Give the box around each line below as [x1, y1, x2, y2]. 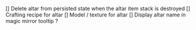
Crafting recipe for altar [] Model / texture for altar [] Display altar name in [5, 11, 186, 18]
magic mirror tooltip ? [5, 18, 58, 24]
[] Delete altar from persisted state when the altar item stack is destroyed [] [5, 5, 191, 12]
